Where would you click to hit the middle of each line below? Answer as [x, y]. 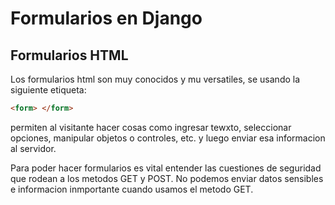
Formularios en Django [106, 18]
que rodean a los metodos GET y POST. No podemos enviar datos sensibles [167, 178]
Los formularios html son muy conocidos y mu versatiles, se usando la [155, 79]
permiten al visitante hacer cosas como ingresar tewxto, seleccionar [151, 127]
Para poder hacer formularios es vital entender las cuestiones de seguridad [166, 168]
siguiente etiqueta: [48, 90]
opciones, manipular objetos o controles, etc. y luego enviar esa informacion [168, 138]
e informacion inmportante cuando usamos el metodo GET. [132, 189]
